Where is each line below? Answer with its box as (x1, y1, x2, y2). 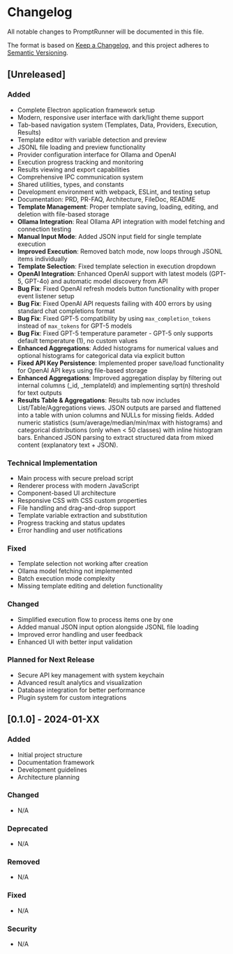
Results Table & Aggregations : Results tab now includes (17, 396, 181, 404)
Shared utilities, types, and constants (17, 180, 124, 188)
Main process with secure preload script (17, 473, 134, 482)
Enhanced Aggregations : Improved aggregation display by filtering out (17, 373, 222, 382)
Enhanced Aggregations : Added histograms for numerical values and (17, 344, 218, 352)
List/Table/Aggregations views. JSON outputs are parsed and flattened (17, 403, 221, 412)
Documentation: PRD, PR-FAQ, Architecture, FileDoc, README (17, 195, 196, 203)
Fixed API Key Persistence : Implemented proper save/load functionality (17, 359, 225, 367)
